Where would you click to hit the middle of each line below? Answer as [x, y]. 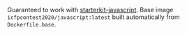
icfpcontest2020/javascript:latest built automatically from [93, 17]
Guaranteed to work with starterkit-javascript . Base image [90, 10]
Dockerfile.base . [32, 24]
